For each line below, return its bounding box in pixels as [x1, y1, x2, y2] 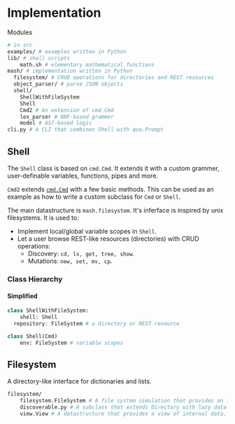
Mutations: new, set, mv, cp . [27, 257, 113, 265]
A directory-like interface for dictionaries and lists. [7, 377, 152, 386]
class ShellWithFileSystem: [7, 307, 90, 314]
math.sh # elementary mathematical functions [20, 61, 155, 68]
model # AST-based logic [20, 120, 92, 127]
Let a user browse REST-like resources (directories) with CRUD [17, 234, 199, 243]
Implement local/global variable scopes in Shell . [17, 227, 157, 235]
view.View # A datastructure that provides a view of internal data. [20, 410, 227, 417]
